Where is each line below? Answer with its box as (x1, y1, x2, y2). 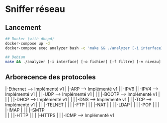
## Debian (5, 55, 26, 60)
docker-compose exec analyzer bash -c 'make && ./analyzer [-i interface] (5, 46, 164, 51)
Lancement (5, 23, 41, 32)
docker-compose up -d (5, 41, 50, 46)
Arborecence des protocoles (5, 73, 96, 81)
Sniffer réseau (5, 3, 66, 15)
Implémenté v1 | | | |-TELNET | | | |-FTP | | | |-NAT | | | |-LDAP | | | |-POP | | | (5, 102, 160, 108)
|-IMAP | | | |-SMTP (5, 107, 45, 113)
